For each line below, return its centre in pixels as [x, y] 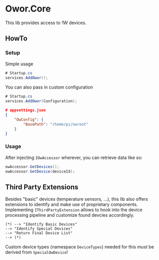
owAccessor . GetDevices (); [32, 166]
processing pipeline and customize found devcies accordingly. [70, 215]
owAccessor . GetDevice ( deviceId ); [40, 171]
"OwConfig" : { [29, 119]
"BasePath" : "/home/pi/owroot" [56, 124]
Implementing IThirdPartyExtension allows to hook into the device [74, 210]
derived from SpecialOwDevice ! [37, 252]
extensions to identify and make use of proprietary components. [71, 205]
